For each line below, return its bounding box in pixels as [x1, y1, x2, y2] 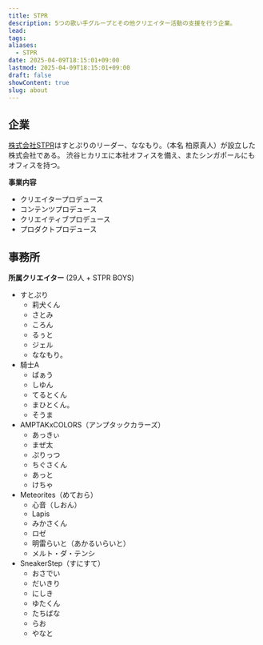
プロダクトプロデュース [19, 225, 98, 234]
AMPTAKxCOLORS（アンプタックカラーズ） [19, 420, 165, 429]
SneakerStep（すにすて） [19, 559, 106, 568]
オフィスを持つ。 [8, 161, 65, 170]
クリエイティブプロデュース [19, 214, 110, 224]
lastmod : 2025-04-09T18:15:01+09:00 [8, 64, 130, 72]
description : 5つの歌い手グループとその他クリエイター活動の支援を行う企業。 [8, 19, 237, 27]
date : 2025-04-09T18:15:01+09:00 [8, 57, 120, 65]
